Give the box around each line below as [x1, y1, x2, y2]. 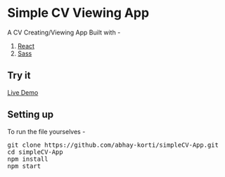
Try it [7, 70, 31, 81]
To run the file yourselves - [7, 127, 86, 136]
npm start [7, 162, 41, 170]
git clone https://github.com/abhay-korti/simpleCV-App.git [7, 140, 219, 149]
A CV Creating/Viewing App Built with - [7, 28, 121, 37]
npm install [7, 155, 49, 163]
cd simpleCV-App [7, 147, 63, 156]
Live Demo [7, 88, 39, 96]
